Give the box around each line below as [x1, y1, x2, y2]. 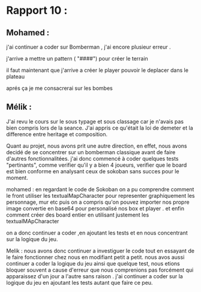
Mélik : [6, 102, 32, 112]
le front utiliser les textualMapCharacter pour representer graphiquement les [6, 192, 195, 199]
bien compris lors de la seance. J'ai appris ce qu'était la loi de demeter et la [6, 124, 193, 131]
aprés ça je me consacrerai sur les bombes [6, 85, 113, 92]
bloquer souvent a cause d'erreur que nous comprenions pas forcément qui [6, 266, 194, 273]
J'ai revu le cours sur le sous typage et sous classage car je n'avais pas [6, 118, 184, 125]
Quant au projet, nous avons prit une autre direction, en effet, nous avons [6, 142, 187, 149]
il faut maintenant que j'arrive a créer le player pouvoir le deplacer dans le [6, 67, 189, 74]
